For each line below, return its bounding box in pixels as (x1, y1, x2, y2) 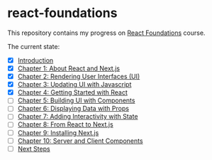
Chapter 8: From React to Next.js (17, 120, 113, 129)
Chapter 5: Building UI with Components (17, 96, 135, 105)
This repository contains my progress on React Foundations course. (7, 28, 206, 37)
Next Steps (17, 144, 51, 153)
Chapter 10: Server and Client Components (17, 137, 143, 145)
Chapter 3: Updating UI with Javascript (17, 80, 132, 89)
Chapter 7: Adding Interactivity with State (17, 112, 138, 121)
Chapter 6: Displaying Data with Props (17, 105, 130, 113)
